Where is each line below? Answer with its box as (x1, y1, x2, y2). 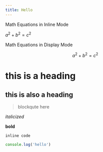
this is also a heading (5, 90, 74, 99)
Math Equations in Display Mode (5, 42, 73, 48)
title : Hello (5, 7, 33, 13)
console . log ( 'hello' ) (5, 142, 51, 147)
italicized (5, 113, 24, 120)
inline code (5, 133, 30, 138)
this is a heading (5, 70, 76, 82)
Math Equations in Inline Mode (5, 21, 68, 27)
